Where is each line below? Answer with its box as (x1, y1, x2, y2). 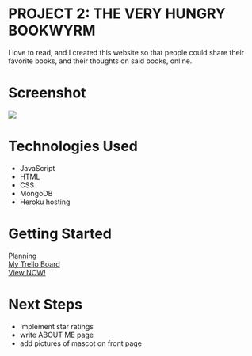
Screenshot (8, 84, 86, 102)
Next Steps (8, 295, 83, 313)
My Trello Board (8, 259, 61, 269)
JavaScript (19, 163, 55, 172)
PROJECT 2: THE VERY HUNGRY (8, 5, 226, 23)
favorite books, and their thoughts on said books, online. (8, 56, 193, 66)
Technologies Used (8, 138, 139, 155)
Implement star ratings (19, 321, 94, 331)
